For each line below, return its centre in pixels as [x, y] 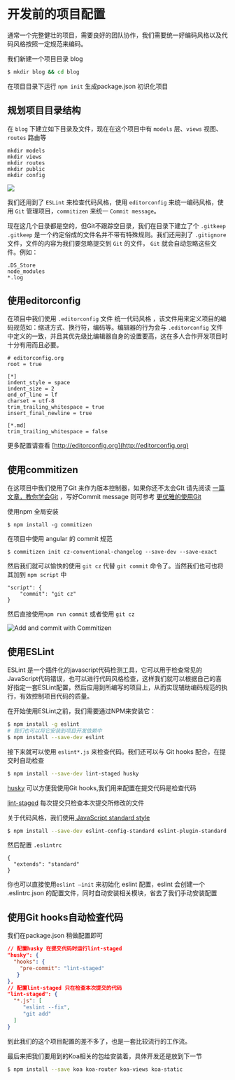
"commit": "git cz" [48, 594]
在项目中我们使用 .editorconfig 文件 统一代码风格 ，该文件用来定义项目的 [114, 318]
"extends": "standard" [47, 864]
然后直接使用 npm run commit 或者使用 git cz [71, 614]
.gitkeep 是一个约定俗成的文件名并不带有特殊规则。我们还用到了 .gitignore [117, 234]
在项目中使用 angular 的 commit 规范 [60, 539]
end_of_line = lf [33, 395]
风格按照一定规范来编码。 [50, 43]
